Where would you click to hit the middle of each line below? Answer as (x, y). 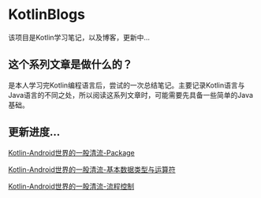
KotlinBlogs (47, 15)
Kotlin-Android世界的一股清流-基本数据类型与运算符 (92, 169)
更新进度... (34, 132)
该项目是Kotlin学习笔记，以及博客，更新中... (79, 37)
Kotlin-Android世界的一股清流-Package (72, 152)
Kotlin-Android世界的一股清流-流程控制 (71, 186)
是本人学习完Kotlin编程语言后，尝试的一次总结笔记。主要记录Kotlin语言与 (127, 85)
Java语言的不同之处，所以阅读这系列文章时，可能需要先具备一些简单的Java (131, 95)
